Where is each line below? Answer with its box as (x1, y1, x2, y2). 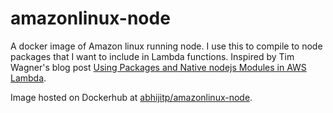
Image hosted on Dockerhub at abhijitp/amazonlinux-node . (10, 91, 253, 103)
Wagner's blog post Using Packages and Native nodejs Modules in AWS (10, 61, 307, 73)
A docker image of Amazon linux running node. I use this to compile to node (10, 40, 323, 52)
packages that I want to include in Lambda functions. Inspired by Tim (10, 50, 295, 62)
